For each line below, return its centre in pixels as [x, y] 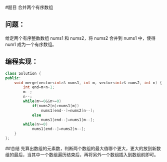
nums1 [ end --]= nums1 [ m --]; [68, 120]
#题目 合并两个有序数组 [29, 7]
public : [13, 78]
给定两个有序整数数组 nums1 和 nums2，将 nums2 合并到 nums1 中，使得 [80, 38]
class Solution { [23, 73]
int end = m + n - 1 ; [39, 87]
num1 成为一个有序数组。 [31, 44]
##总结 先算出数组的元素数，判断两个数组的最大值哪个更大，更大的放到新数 [83, 148]
